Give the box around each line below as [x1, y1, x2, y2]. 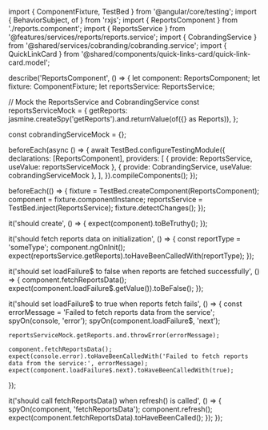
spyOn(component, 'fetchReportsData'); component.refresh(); [8, 404, 214, 414]
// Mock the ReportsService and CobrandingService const [8, 98, 200, 106]
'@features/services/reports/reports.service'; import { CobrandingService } [8, 32, 258, 42]
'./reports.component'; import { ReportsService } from [8, 24, 186, 33]
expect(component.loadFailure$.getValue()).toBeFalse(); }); [8, 284, 204, 293]
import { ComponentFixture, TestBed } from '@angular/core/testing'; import [8, 7, 258, 16]
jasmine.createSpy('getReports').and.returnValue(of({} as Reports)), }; [8, 114, 238, 123]
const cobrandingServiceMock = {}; [8, 129, 126, 139]
